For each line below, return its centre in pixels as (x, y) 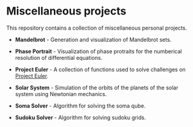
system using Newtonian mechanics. (61, 94)
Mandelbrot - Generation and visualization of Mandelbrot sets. (93, 39)
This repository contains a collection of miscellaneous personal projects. (97, 28)
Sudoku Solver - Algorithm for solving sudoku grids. (80, 117)
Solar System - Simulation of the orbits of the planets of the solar (97, 87)
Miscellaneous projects (66, 11)
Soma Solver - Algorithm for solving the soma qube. (80, 106)
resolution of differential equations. (59, 57)
